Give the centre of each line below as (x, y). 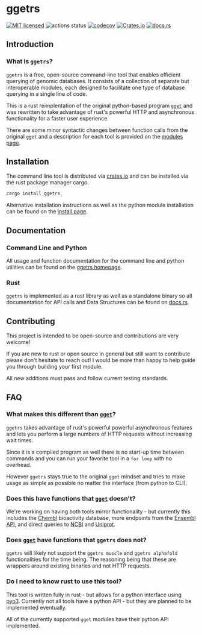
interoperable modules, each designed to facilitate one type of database (96, 87)
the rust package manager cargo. (47, 183)
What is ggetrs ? (29, 61)
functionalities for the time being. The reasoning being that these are (91, 560)
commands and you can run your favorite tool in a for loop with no (89, 458)
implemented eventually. (37, 607)
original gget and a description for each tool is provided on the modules (95, 136)
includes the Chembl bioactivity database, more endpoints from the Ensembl (101, 518)
